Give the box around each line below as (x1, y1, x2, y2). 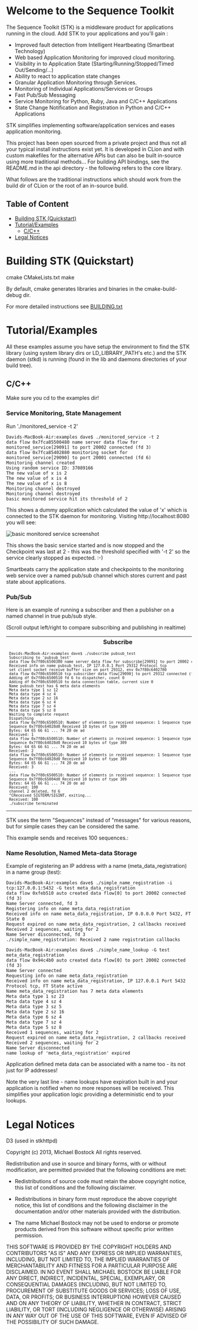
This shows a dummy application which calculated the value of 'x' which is (6, 506, 187, 513)
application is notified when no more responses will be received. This (6, 1085, 174, 1092)
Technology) (14, 47, 46, 54)
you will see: (6, 519, 37, 526)
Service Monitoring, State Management (6, 409, 122, 417)
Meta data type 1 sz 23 (6, 993, 65, 1000)
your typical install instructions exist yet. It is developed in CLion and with (6, 146, 184, 153)
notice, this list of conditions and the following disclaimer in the (14, 1201, 168, 1209)
